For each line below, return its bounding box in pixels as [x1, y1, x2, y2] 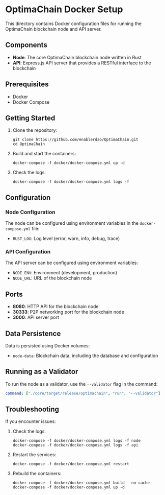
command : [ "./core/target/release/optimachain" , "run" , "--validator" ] [5, 391, 160, 396]
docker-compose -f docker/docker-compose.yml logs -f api [12, 443, 139, 448]
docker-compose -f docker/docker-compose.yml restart [12, 461, 129, 467]
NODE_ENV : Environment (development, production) [12, 270, 118, 276]
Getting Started [5, 113, 56, 122]
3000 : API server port [12, 314, 60, 320]
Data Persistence [5, 329, 61, 338]
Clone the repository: [12, 127, 58, 133]
